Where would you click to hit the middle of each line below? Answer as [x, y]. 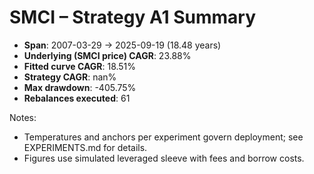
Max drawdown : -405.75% [80, 87]
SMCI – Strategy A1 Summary [132, 17]
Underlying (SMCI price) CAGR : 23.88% [107, 55]
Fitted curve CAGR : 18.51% [80, 66]
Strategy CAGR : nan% [70, 77]
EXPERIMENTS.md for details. [85, 147]
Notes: [23, 117]
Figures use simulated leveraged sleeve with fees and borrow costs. [164, 158]
